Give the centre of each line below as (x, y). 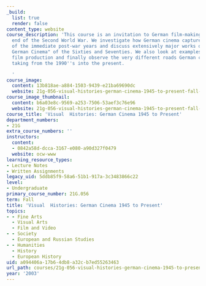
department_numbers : (33, 120)
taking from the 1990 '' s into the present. (68, 63)
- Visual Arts (30, 222)
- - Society (21, 234)
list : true (26, 18)
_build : (16, 12)
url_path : (19, 268)
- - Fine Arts (25, 217)
